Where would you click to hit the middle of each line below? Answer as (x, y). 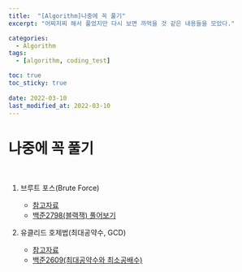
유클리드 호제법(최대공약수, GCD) (73, 233)
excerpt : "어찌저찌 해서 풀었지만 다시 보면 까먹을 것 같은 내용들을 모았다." (122, 24)
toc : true (25, 76)
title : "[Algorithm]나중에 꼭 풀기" (67, 16)
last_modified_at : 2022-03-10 (60, 106)
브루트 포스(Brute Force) (60, 188)
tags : (17, 54)
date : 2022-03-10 (38, 98)
